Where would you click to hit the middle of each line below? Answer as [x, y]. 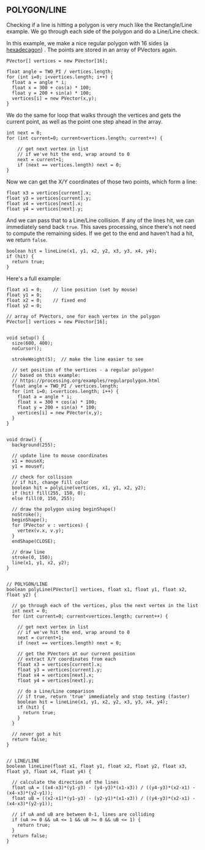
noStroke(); [27, 514]
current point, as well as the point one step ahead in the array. [84, 121]
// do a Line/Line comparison [56, 691]
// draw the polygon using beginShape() [64, 509]
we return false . [27, 240]
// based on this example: [46, 375]
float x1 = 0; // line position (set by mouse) [72, 289]
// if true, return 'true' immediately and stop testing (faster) [104, 696]
